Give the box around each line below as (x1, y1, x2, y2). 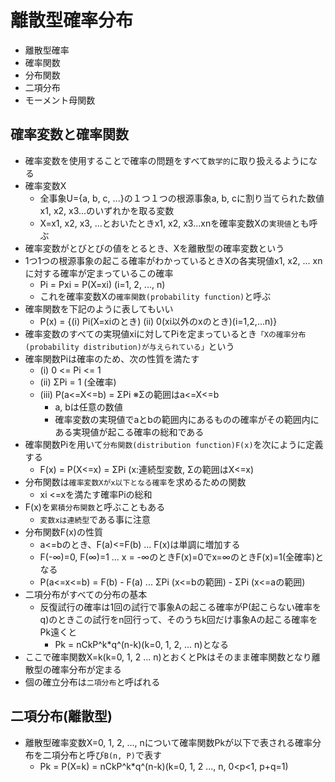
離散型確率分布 (10, 9, 134, 32)
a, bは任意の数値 (54, 401, 123, 413)
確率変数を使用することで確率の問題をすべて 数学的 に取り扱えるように (24, 154, 310, 166)
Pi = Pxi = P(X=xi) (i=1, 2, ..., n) (39, 278, 166, 290)
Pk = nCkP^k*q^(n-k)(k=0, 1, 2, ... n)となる (54, 638, 230, 650)
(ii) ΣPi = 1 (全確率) (39, 376, 117, 388)
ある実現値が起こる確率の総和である (54, 426, 205, 438)
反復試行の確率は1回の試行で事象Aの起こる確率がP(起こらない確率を (39, 601, 322, 613)
